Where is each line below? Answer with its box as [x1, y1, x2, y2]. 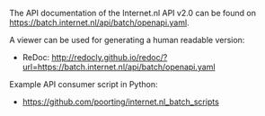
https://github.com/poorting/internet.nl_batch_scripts [22, 96, 220, 107]
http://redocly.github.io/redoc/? [51, 52, 168, 62]
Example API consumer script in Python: [9, 79, 158, 89]
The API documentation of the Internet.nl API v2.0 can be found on [9, 8, 256, 18]
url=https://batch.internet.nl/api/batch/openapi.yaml [22, 62, 216, 72]
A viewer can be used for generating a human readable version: [9, 35, 245, 45]
